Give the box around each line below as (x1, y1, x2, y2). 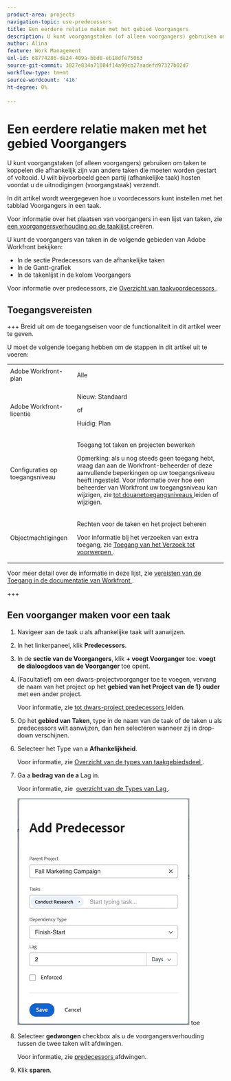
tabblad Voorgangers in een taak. (7, 202, 102, 210)
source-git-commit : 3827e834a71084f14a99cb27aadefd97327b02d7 (7, 62, 189, 69)
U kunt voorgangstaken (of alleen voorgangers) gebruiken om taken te (7, 159, 207, 167)
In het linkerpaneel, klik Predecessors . (16, 641, 127, 649)
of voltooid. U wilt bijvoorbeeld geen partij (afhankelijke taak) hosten (7, 174, 201, 182)
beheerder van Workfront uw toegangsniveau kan (76, 483, 218, 492)
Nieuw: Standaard (76, 392, 128, 401)
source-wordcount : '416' (7, 76, 78, 83)
